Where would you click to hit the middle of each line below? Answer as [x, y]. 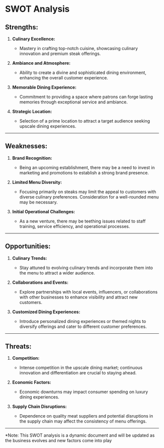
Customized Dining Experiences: [46, 312]
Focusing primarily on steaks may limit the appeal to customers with [88, 192]
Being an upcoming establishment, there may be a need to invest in [87, 167]
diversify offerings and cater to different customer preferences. [83, 326]
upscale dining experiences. [48, 126]
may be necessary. [39, 202]
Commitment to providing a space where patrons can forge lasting [86, 97]
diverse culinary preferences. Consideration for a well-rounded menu [89, 197]
